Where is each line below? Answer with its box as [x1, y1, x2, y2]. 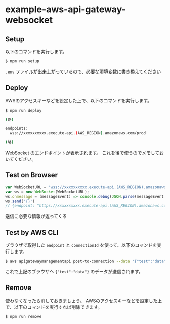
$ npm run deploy [5, 107, 42, 113]
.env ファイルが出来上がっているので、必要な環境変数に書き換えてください [5, 68, 161, 75]
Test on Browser [5, 171, 58, 179]
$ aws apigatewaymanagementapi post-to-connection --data [5, 259, 130, 264]
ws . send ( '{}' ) [5, 199, 35, 204]
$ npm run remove [5, 314, 42, 319]
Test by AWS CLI [5, 228, 59, 237]
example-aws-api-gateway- [5, 4, 126, 15]
